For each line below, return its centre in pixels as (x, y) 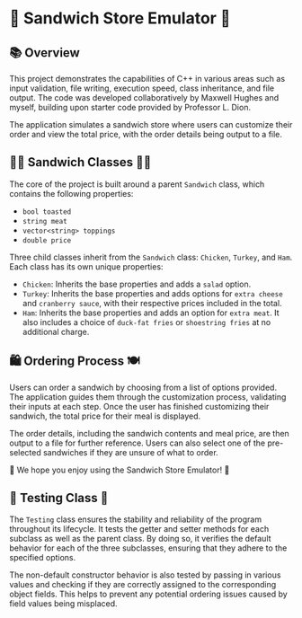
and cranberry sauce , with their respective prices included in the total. (152, 303)
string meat (44, 221)
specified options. (43, 558)
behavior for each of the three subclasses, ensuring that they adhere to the (148, 548)
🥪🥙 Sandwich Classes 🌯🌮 (80, 162)
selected (26, 452)
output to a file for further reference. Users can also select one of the (138, 443)
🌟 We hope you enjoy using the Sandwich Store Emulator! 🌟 (120, 470)
